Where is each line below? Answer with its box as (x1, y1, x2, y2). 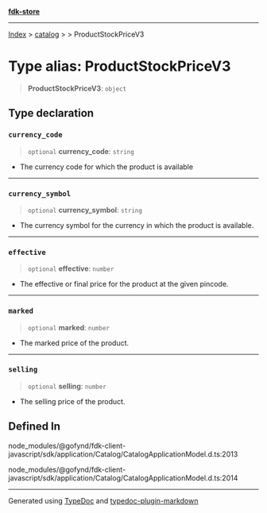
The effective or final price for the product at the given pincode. (19, 280, 229, 289)
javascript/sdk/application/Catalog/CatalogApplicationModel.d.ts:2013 (8, 449, 238, 459)
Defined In (8, 420, 61, 434)
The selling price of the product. (19, 396, 126, 406)
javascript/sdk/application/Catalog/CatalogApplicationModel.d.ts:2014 (8, 472, 238, 483)
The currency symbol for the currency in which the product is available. (19, 220, 254, 229)
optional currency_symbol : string (27, 205, 143, 214)
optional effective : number (27, 264, 114, 273)
